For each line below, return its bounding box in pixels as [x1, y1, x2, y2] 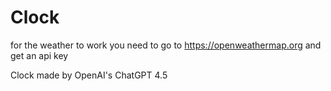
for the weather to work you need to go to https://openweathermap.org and [10, 39, 322, 51]
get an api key [10, 49, 69, 61]
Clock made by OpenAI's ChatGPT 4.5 [10, 69, 168, 81]
